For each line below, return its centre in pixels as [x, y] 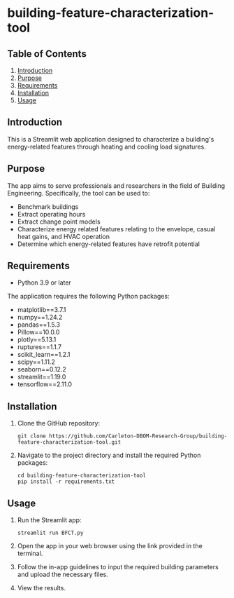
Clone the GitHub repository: [58, 423]
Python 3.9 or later [44, 283]
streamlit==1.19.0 [42, 377]
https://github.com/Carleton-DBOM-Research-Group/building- [138, 436]
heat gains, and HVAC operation [64, 236]
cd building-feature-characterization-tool [82, 476]
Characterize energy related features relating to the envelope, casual [116, 229]
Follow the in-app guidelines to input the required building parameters [118, 567]
